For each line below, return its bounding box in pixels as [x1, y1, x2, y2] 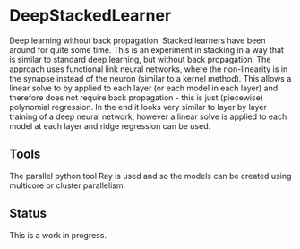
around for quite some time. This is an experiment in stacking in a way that [9, 44, 285, 55]
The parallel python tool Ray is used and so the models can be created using [9, 170, 292, 181]
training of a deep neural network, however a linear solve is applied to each [9, 111, 287, 122]
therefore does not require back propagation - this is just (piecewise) [9, 91, 264, 103]
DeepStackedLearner [9, 5, 172, 26]
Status [9, 206, 47, 221]
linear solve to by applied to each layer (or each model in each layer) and [9, 82, 279, 93]
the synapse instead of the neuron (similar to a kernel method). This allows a [9, 73, 292, 83]
